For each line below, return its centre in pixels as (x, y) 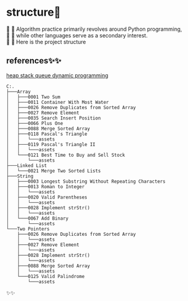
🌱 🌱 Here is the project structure (46, 42)
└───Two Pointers (28, 229)
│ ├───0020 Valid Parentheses (47, 197)
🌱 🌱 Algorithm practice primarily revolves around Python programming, (94, 29)
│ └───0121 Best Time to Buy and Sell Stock (66, 155)
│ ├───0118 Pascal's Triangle (47, 134)
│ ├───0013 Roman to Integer (45, 186)
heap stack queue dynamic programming (57, 75)
